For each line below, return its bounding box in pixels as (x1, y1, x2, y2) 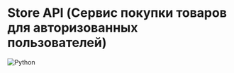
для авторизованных (7, 20, 138, 36)
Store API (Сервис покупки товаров (7, 5, 227, 21)
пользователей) (7, 35, 107, 51)
